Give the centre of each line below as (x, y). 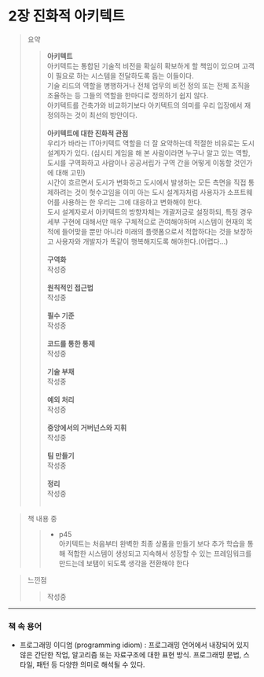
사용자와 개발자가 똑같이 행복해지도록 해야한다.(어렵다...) (142, 241)
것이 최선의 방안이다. (106, 115)
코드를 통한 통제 (71, 344)
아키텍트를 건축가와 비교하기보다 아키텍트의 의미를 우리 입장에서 (145, 105)
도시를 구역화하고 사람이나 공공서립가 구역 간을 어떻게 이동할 (139, 163)
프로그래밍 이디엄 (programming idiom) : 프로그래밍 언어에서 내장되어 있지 (134, 645)
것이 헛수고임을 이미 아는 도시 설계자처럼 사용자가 (150, 192)
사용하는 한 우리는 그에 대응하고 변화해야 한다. (132, 202)
